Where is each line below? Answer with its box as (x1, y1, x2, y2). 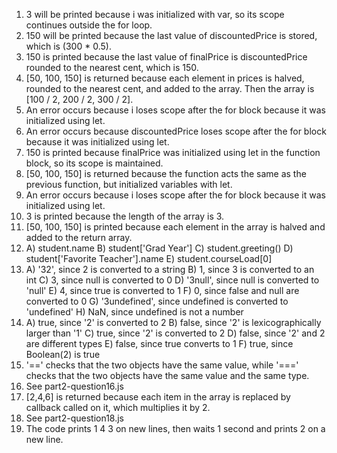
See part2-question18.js (25, 412, 124, 424)
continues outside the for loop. (25, 19, 153, 31)
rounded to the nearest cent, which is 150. (25, 62, 199, 73)
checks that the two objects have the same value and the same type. (25, 370, 310, 381)
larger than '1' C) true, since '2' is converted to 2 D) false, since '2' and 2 (25, 327, 326, 339)
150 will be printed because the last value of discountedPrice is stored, (25, 30, 318, 41)
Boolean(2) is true (25, 349, 101, 360)
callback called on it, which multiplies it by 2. (25, 402, 211, 413)
